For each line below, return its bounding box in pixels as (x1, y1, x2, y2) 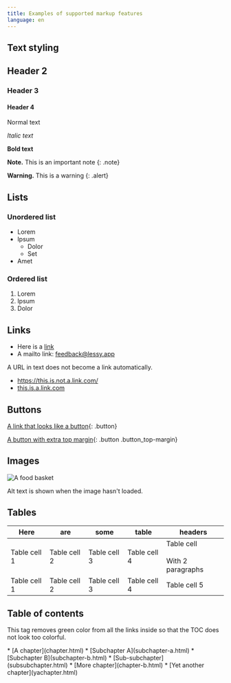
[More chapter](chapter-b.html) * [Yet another (74, 661, 205, 669)
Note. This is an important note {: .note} (7, 158, 120, 166)
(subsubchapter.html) (7, 661, 68, 669)
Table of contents (7, 608, 84, 620)
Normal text (7, 118, 41, 127)
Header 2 (7, 65, 48, 77)
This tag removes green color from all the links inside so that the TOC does (7, 626, 219, 634)
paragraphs (166, 565, 204, 574)
